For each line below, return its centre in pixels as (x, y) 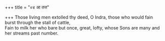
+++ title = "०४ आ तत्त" (27, 7)
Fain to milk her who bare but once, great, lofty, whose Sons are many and (82, 28)
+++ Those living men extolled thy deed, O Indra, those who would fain (79, 17)
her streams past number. (32, 33)
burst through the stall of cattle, (38, 22)
